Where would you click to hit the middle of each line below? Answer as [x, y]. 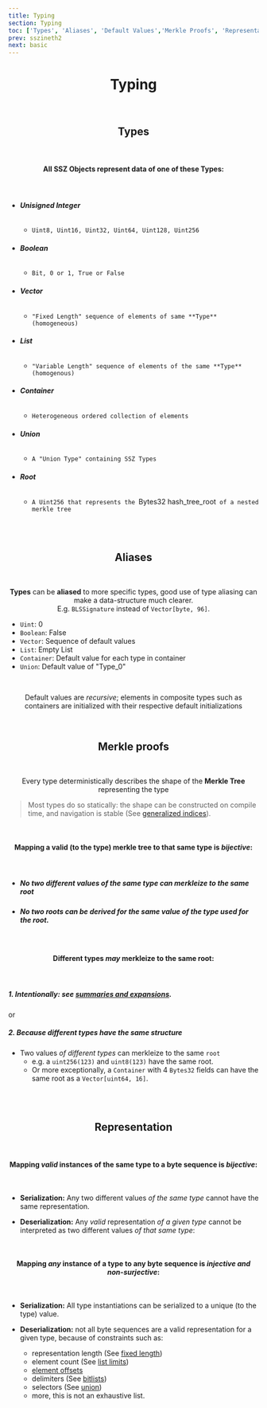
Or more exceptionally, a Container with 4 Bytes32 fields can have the [145, 1069]
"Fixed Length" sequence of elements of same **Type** [124, 316]
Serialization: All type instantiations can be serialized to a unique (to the [138, 1306]
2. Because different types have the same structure [95, 1033]
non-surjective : [133, 1273]
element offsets [57, 1371]
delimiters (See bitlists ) [69, 1379]
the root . [34, 920]
